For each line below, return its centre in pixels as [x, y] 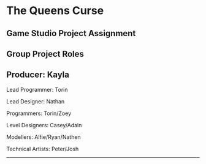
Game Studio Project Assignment [71, 33]
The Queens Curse [55, 11]
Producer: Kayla [38, 75]
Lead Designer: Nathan [36, 101]
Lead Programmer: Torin [37, 89]
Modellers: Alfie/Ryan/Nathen [44, 137]
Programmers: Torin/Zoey [39, 113]
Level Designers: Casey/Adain [44, 125]
